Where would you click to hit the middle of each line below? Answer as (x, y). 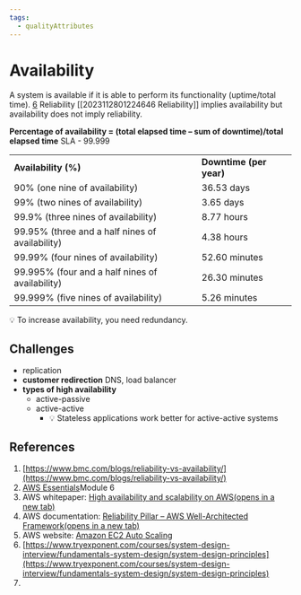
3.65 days (223, 203)
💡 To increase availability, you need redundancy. (99, 320)
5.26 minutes (229, 298)
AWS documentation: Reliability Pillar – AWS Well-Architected (135, 516)
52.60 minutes (232, 258)
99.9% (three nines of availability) (86, 217)
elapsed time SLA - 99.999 (60, 141)
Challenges (42, 349)
